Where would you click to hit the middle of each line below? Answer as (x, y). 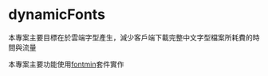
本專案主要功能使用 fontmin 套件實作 (66, 64)
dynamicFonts (57, 15)
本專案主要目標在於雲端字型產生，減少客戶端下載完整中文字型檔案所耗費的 (130, 37)
